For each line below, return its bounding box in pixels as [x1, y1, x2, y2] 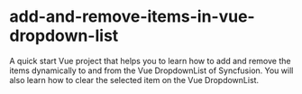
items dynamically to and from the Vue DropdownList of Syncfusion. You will [9, 65, 294, 76]
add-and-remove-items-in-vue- [9, 6, 255, 27]
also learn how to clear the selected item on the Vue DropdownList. [9, 74, 260, 85]
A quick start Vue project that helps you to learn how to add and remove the [9, 55, 291, 66]
